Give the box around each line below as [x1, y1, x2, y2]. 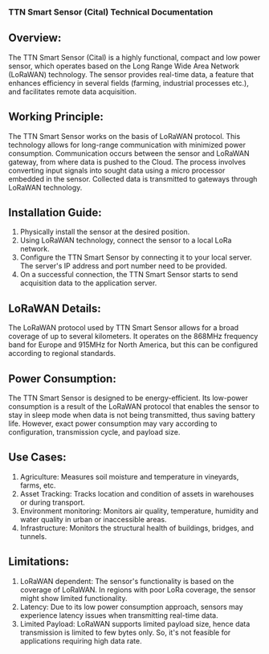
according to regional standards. [8, 349, 116, 358]
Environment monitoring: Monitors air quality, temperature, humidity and [19, 505, 259, 516]
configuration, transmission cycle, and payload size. [8, 427, 181, 436]
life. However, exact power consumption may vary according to [8, 419, 218, 428]
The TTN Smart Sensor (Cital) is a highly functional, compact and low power [8, 52, 261, 62]
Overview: [8, 31, 62, 45]
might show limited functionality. [19, 593, 128, 603]
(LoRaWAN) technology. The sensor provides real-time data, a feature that [8, 69, 255, 79]
